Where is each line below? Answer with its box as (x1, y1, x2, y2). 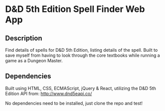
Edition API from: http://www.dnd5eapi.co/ (5, 91, 92, 97)
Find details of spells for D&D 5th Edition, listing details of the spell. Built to (5, 47, 158, 53)
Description (5, 34, 42, 42)
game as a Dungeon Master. (5, 58, 63, 63)
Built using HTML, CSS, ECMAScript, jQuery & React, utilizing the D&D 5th (5, 85, 157, 91)
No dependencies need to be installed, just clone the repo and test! (5, 100, 143, 106)
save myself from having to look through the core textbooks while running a (5, 52, 160, 58)
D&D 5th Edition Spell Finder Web (5, 3, 145, 15)
